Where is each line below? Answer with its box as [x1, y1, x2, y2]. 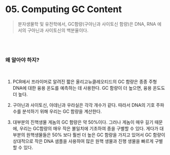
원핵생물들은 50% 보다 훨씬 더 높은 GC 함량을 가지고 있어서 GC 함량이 [26, 132, 165, 138]
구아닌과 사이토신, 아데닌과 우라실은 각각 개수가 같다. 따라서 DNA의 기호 [12, 102, 155, 108]
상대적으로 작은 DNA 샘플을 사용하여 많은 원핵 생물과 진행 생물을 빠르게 [12, 138, 154, 144]
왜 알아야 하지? [5, 56, 40, 63]
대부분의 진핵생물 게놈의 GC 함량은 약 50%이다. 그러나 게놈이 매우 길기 [12, 119, 154, 125]
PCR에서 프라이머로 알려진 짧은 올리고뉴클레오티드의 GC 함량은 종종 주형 [12, 79, 157, 85]
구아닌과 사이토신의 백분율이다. [27, 27, 89, 33]
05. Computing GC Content [5, 4, 122, 15]
